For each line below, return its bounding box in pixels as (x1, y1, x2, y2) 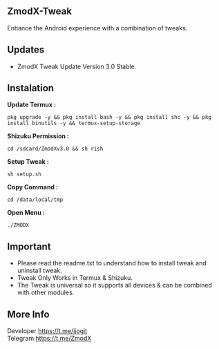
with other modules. (17, 288, 75, 296)
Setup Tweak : (7, 158, 50, 166)
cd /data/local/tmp (7, 196, 64, 203)
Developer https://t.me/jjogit (7, 327, 88, 335)
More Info (7, 308, 50, 320)
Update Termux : (7, 100, 57, 109)
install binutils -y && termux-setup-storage (7, 120, 140, 127)
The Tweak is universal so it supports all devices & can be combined (17, 281, 212, 290)
